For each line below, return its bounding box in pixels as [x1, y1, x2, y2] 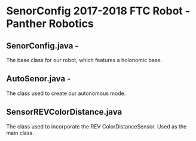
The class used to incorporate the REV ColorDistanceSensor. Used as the [6, 122, 187, 130]
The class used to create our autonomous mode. [6, 90, 126, 97]
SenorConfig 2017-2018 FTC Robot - [6, 4, 191, 18]
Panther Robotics [6, 17, 94, 30]
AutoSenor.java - [6, 73, 71, 84]
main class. [6, 129, 34, 136]
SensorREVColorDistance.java [6, 107, 122, 117]
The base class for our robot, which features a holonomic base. [6, 57, 163, 63]
